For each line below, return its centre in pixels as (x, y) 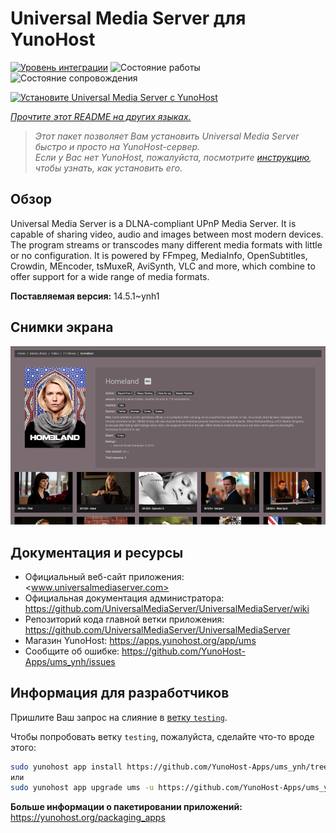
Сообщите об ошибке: (72, 651)
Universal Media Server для (128, 18)
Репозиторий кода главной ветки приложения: (124, 619)
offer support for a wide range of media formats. (110, 276)
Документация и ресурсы (97, 552)
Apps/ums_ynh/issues (70, 661)
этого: (23, 747)
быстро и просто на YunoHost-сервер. (117, 146)
